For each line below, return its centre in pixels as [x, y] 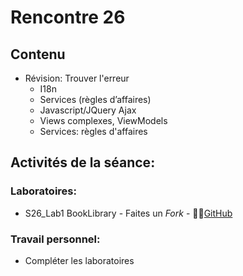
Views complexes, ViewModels [103, 120]
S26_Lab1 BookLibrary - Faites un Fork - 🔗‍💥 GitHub [128, 213]
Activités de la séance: [83, 162]
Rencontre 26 [68, 17]
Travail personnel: [55, 239]
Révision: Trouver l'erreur [77, 78]
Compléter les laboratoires [79, 260]
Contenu [38, 54]
